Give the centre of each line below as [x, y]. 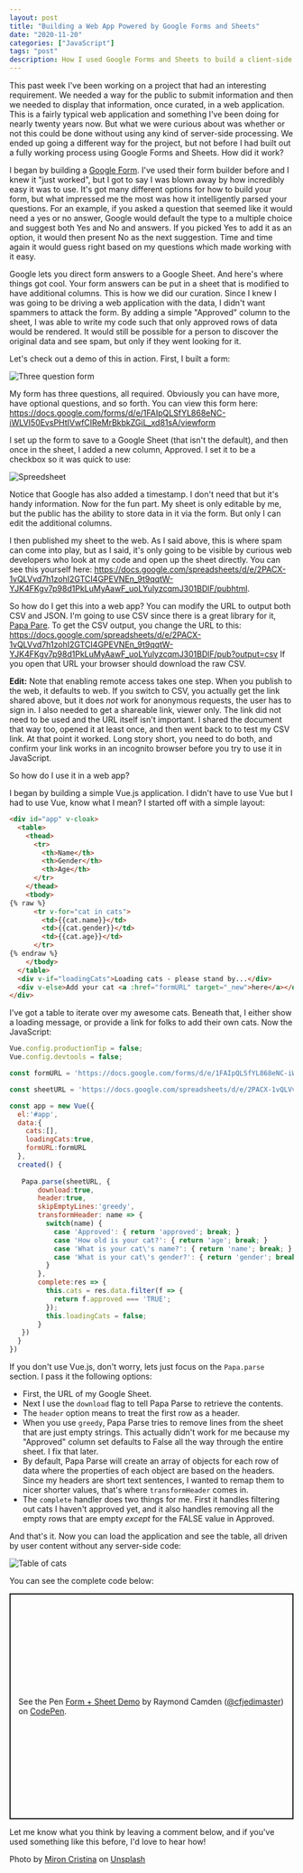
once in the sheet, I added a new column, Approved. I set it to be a [133, 450]
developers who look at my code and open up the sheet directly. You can [145, 560]
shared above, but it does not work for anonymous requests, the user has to [150, 700]
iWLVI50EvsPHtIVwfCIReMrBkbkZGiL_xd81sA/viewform [113, 422]
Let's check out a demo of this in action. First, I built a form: [120, 359]
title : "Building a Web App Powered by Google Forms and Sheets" [134, 26]
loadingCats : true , [60, 1139]
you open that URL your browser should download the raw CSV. [128, 664]
